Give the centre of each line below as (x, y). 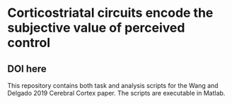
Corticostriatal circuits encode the (110, 13)
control (29, 43)
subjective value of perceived (96, 28)
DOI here (27, 69)
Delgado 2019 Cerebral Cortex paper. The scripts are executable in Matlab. (116, 93)
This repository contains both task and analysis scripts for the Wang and (113, 85)
